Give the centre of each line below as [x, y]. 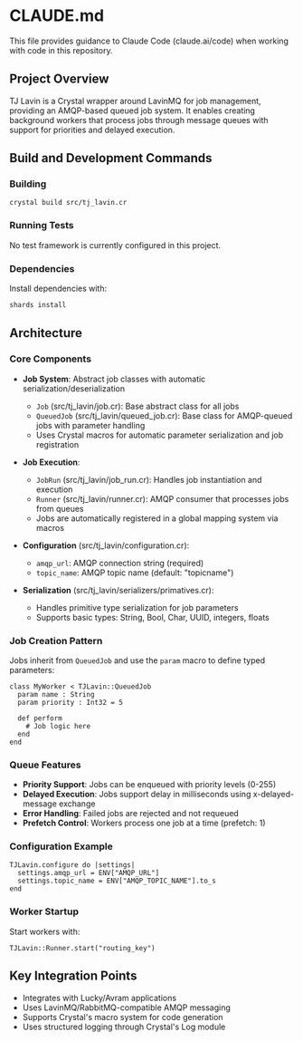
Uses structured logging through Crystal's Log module [124, 1027]
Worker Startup [44, 911]
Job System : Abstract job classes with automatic [114, 379]
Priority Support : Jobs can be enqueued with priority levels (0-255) [149, 785]
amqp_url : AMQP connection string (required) [120, 563]
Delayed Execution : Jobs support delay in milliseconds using [137, 795]
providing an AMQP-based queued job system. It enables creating [133, 111]
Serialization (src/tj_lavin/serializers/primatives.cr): [118, 590]
